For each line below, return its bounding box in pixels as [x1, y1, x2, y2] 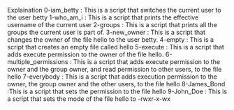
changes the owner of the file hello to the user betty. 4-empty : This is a [7, 36, 214, 44]
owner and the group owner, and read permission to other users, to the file [7, 65, 222, 73]
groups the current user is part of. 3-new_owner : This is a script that [7, 28, 206, 36]
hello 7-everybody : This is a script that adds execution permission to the [7, 72, 218, 81]
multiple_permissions [7, 58, 68, 65]
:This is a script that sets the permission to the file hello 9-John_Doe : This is [7, 87, 228, 95]
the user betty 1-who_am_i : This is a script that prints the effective [7, 13, 199, 22]
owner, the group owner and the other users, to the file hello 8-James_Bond [7, 80, 226, 88]
